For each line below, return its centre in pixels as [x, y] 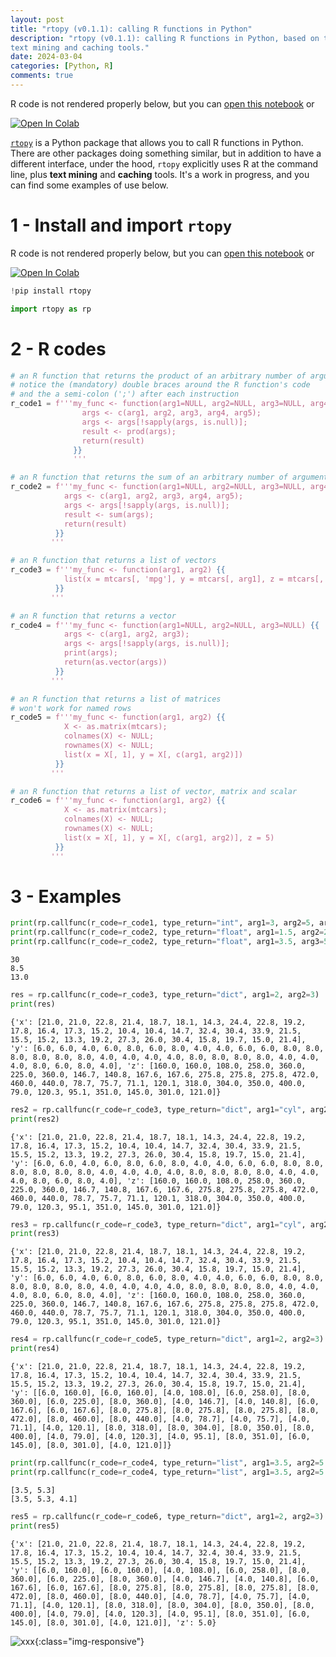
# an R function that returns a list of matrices [116, 699]
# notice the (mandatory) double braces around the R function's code [160, 385]
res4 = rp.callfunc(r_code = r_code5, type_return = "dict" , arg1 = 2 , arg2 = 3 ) [167, 1339]
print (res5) [35, 1526]
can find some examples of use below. [89, 185]
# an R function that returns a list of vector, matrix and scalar [154, 791]
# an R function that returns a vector [93, 616]
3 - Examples [66, 896]
